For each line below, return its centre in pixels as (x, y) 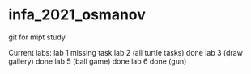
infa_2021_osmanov (77, 15)
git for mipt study (37, 37)
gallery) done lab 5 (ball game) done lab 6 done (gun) (98, 61)
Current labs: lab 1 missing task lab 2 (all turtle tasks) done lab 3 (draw (125, 52)
